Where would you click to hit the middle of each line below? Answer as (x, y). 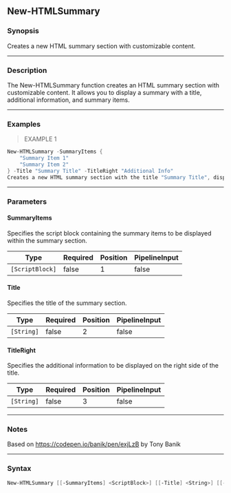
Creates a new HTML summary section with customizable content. (101, 46)
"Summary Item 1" (44, 158)
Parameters (27, 201)
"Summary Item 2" (44, 165)
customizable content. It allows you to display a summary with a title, (104, 92)
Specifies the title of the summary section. (67, 303)
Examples (24, 124)
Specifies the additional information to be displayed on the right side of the (113, 366)
